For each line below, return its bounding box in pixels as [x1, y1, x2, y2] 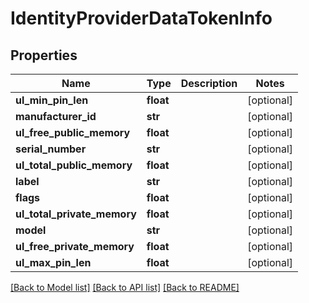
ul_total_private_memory [15, 207, 137, 221]
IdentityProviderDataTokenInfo [10, 7, 273, 30]
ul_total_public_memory [15, 158, 133, 172]
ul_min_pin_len [15, 93, 89, 107]
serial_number [15, 142, 87, 156]
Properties [10, 47, 78, 64]
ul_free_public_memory [15, 126, 131, 139]
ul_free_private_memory [15, 240, 135, 253]
